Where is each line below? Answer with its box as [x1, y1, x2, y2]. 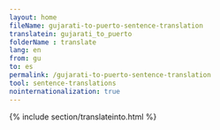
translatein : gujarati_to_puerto [9, 29, 133, 38]
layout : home [9, 12, 57, 22]
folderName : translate [9, 37, 97, 47]
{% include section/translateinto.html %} [9, 111, 157, 122]
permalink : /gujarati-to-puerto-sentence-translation [9, 71, 212, 80]
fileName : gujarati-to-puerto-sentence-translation [9, 21, 203, 30]
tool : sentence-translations [9, 79, 117, 88]
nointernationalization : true [9, 87, 121, 96]
